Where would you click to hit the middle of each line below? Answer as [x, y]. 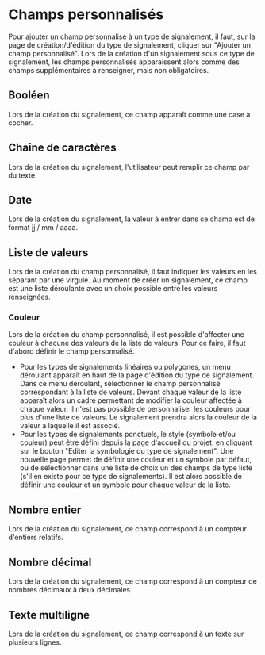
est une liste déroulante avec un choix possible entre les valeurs [113, 289]
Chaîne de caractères [62, 148]
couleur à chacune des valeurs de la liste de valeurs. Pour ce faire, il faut [127, 343]
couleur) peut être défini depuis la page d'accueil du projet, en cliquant [136, 442]
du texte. [23, 175]
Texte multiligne [49, 615]
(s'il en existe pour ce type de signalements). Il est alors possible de [131, 477]
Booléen [29, 96]
